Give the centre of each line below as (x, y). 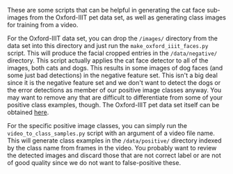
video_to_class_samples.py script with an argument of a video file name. (111, 133)
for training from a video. (43, 25)
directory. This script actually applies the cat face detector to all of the (108, 61)
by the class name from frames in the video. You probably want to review (112, 148)
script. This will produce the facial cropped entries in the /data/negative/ (112, 53)
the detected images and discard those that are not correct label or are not (114, 155)
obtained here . (28, 112)
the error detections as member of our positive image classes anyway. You (114, 90)
